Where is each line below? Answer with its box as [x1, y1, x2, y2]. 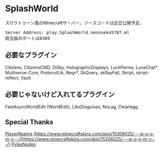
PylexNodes [11, 141, 36, 148]
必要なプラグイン [5, 51, 57, 60]
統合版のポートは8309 [5, 35, 50, 41]
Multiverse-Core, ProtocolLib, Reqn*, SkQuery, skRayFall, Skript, [5, 69, 135, 75]
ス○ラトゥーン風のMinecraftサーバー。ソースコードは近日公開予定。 [5, 20, 144, 26]
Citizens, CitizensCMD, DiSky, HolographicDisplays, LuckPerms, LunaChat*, [5, 64, 159, 70]
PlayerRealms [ [5, 131, 36, 137]
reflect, [5, 75, 20, 81]
